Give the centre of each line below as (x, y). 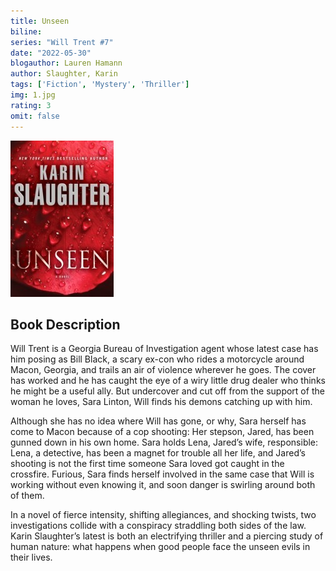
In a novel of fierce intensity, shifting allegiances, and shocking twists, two (163, 515)
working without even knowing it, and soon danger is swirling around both (163, 485)
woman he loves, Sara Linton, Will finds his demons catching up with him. (161, 402)
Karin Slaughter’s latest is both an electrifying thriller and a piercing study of (167, 536)
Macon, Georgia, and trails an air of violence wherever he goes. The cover (163, 370)
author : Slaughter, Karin (64, 74)
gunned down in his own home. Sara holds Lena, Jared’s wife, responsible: (164, 442)
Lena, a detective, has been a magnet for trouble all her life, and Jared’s (158, 453)
